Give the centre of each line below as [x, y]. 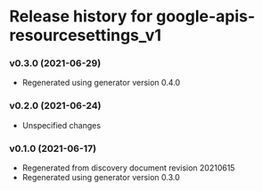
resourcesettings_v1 [86, 35]
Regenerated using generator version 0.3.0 [101, 178]
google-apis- [205, 17]
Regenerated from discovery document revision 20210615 [128, 168]
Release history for [81, 17]
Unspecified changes [61, 125]
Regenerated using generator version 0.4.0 [101, 83]
